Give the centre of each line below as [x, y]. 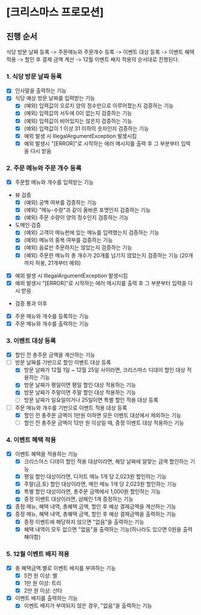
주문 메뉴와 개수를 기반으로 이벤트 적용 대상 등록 [71, 407]
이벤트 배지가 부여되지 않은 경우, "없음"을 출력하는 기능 [88, 606]
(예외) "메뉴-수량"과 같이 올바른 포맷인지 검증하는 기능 [87, 210]
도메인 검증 [28, 225]
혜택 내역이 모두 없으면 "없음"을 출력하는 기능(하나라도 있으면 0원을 [103, 529]
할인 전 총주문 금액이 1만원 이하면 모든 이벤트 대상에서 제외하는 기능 [103, 415]
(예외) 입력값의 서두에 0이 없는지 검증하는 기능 [78, 113]
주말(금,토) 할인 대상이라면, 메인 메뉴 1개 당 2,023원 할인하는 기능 [100, 484]
